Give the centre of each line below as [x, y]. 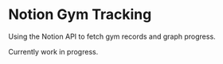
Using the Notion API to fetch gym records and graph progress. [112, 36]
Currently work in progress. [53, 51]
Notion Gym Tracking [80, 15]
